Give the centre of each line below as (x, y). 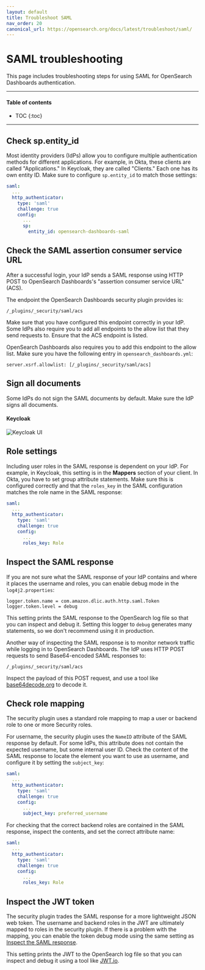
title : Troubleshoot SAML (39, 18)
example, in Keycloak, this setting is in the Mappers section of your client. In (102, 472)
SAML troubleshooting (65, 59)
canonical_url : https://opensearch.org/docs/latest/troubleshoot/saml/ (99, 29)
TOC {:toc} (29, 116)
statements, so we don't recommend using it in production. (80, 630)
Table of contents (29, 102)
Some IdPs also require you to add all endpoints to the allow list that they (98, 329)
